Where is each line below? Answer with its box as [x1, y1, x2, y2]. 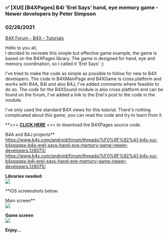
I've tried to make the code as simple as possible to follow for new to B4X [5, 71, 157, 77]
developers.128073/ [5, 147, 46, 154]
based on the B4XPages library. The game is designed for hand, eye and [5, 56, 155, 62]
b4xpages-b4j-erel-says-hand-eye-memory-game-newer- [5, 158, 127, 164]
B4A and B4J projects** [5, 132, 55, 138]
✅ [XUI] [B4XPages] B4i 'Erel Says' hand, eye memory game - [5, 4, 159, 11]
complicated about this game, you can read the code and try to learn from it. [5, 112, 163, 118]
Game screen [5, 212, 34, 218]
